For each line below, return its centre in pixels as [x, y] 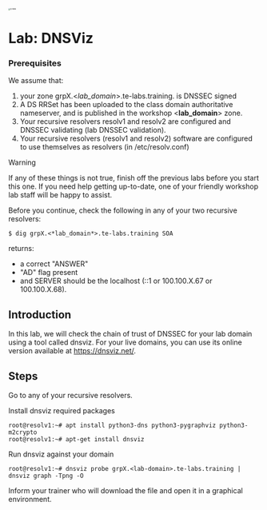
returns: [21, 249]
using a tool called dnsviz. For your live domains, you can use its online [125, 342]
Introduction [40, 315]
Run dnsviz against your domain [61, 454]
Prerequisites [35, 63]
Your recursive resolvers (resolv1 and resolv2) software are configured [136, 138]
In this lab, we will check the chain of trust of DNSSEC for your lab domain [130, 334]
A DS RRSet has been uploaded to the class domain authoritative [126, 105]
